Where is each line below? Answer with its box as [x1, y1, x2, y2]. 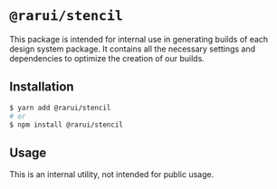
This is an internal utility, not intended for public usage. [9, 169, 215, 180]
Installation [9, 80, 74, 95]
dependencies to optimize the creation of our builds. [9, 52, 205, 63]
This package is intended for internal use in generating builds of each [9, 33, 269, 44]
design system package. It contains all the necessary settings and [9, 43, 256, 54]
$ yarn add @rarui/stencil [9, 103, 111, 112]
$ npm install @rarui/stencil [9, 120, 124, 129]
